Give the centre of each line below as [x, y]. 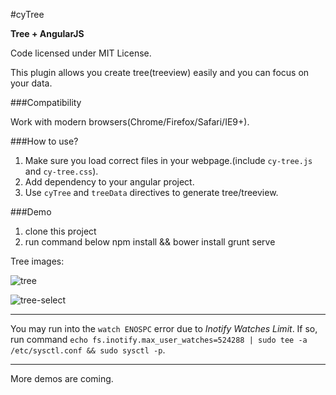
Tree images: [37, 261]
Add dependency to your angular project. [109, 182]
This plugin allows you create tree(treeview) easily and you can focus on [160, 72]
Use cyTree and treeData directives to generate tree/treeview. [151, 192]
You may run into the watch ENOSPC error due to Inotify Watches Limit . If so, [164, 328]
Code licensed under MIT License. [81, 53]
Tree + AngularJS [47, 33]
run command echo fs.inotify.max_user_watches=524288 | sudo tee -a [159, 339]
